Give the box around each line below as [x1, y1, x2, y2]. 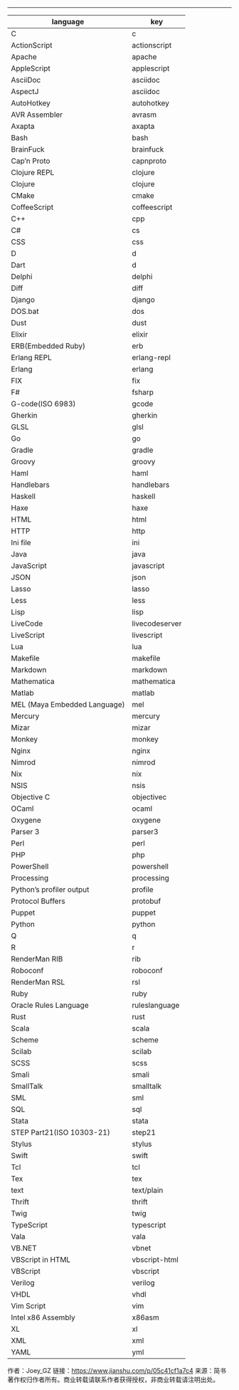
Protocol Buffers [11, 896, 65, 906]
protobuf [131, 896, 161, 906]
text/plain [131, 1186, 164, 1195]
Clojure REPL [11, 168, 55, 177]
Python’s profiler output [11, 885, 90, 894]
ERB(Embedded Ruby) [11, 341, 85, 351]
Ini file [11, 538, 31, 547]
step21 [131, 1127, 156, 1137]
